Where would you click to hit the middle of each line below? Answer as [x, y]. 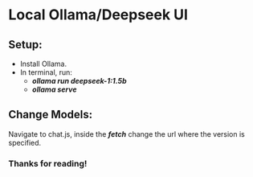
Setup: [25, 45]
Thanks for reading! [48, 163]
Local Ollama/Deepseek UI [98, 15]
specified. [25, 142]
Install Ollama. [43, 64]
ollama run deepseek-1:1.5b [79, 81]
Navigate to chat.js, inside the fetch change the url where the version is [126, 134]
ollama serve [54, 89]
